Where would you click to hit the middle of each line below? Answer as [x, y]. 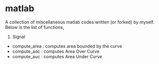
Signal [19, 37]
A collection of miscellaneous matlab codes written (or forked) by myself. [80, 22]
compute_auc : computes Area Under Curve [57, 56]
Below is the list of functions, [35, 27]
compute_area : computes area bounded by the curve [67, 46]
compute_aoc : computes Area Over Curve [56, 51]
